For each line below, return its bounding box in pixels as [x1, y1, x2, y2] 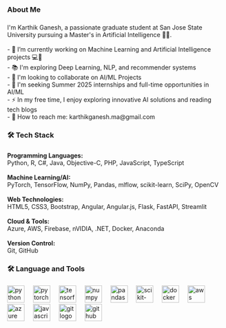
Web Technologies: [7, 195, 64, 204]
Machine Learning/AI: [7, 173, 71, 182]
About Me [7, 5, 41, 14]
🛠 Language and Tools [7, 263, 85, 273]
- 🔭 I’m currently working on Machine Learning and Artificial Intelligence [7, 45, 212, 53]
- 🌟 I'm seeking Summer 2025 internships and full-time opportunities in [7, 80, 209, 89]
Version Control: [7, 239, 56, 247]
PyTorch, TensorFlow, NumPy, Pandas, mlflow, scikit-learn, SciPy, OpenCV [7, 180, 219, 188]
